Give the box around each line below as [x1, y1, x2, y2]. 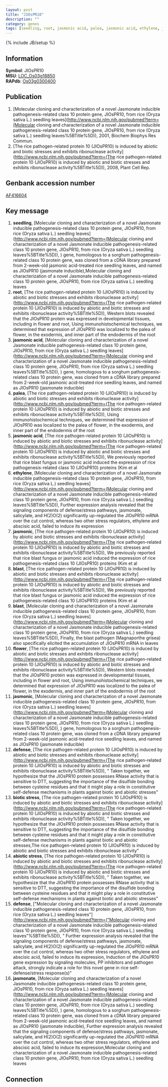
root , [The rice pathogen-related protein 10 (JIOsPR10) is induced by [12, 289, 154, 295]
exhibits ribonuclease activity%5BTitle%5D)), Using [12, 412, 119, 418]
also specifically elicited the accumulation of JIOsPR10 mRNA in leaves [12, 640, 159, 646]
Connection [5, 1075, 43, 1083]
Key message [5, 206, 49, 215]
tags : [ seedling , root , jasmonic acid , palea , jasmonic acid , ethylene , [5, 26, 160, 31]
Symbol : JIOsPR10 [5, 67, 44, 73]
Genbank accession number [5, 179, 95, 188]
